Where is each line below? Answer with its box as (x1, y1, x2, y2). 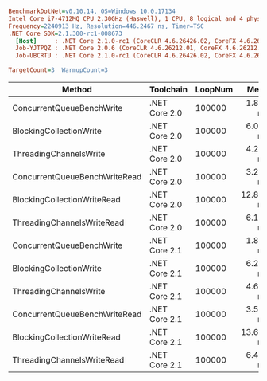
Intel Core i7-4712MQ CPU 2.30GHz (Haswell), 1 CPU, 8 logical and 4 (8, 14, 244, 22)
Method (62, 84, 93, 95)
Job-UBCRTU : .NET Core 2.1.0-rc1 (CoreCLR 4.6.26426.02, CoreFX (15, 52, 237, 60)
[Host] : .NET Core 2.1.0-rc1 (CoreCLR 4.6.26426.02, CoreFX (15, 37, 237, 45)
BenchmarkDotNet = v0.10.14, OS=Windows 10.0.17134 (8, 7, 176, 15)
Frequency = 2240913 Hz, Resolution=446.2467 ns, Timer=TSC (8, 22, 204, 30)
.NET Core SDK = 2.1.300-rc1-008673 (8, 29, 123, 37)
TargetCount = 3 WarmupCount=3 (8, 66, 109, 74)
